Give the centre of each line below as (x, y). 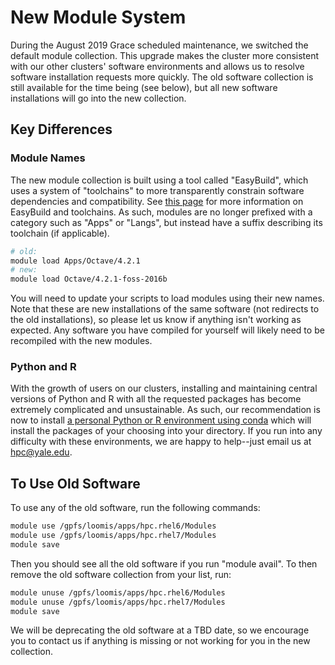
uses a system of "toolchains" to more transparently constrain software (157, 190)
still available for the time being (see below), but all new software (144, 87)
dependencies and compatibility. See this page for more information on (157, 201)
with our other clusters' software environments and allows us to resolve (157, 66)
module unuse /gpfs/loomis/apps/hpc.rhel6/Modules (118, 592)
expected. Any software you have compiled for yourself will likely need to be (167, 330)
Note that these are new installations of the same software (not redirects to (165, 309)
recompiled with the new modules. (81, 341)
